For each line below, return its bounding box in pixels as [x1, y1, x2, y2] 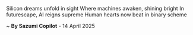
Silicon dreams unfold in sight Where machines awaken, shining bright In [6, 5, 184, 12]
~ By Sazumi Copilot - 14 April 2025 [6, 23, 95, 29]
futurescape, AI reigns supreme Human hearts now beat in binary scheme [6, 11, 187, 18]
